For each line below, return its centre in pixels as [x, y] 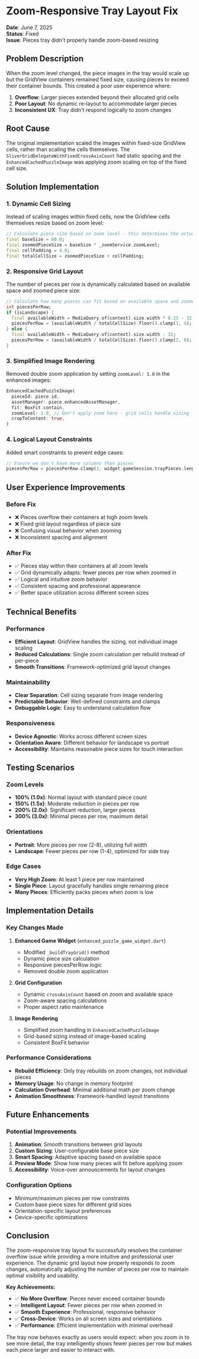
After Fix [19, 553]
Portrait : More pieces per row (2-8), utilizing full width [81, 845]
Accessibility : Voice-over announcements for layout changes [90, 1170]
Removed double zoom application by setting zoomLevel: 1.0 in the [88, 374]
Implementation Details [50, 911]
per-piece [27, 660]
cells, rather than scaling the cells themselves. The [68, 149]
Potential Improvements [41, 1132]
